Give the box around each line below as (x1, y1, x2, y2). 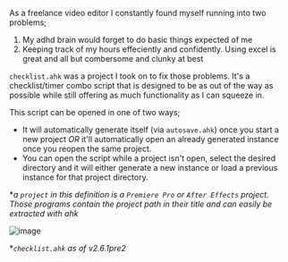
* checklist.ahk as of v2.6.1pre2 (9, 243, 127, 253)
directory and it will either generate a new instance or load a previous (21, 163, 278, 173)
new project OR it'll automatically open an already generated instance (21, 134, 279, 144)
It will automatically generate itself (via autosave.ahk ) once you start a (21, 124, 280, 135)
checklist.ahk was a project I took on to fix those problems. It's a (9, 71, 250, 81)
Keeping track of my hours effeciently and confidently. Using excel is (21, 44, 276, 55)
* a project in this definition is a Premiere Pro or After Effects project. (9, 190, 270, 199)
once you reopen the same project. (21, 143, 152, 154)
